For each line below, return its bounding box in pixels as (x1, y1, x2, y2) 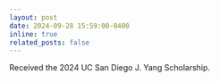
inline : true (9, 29, 58, 38)
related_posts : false (9, 37, 90, 47)
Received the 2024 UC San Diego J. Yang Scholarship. (9, 62, 211, 73)
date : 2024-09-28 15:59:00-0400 (9, 21, 130, 30)
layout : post (9, 12, 58, 22)
